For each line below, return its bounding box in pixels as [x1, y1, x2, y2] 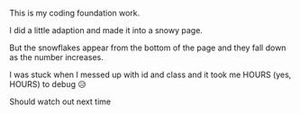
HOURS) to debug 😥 [9, 79, 87, 89]
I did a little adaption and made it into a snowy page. [9, 25, 203, 35]
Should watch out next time [9, 96, 111, 107]
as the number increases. [9, 52, 104, 62]
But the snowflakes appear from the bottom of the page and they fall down [9, 42, 286, 53]
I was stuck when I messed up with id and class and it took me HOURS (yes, [9, 69, 292, 80]
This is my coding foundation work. [9, 8, 141, 18]
